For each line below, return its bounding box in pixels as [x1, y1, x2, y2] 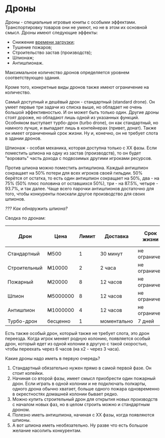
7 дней [137, 317, 154, 324]
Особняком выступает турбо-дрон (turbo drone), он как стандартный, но [5, 120, 159, 126]
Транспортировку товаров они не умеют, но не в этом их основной [5, 24, 147, 30]
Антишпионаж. [12, 60, 44, 66]
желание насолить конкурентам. [12, 427, 82, 433]
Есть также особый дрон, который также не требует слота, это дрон [5, 330, 150, 336]
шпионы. [12, 417, 31, 423]
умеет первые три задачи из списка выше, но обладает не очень [5, 104, 142, 110]
